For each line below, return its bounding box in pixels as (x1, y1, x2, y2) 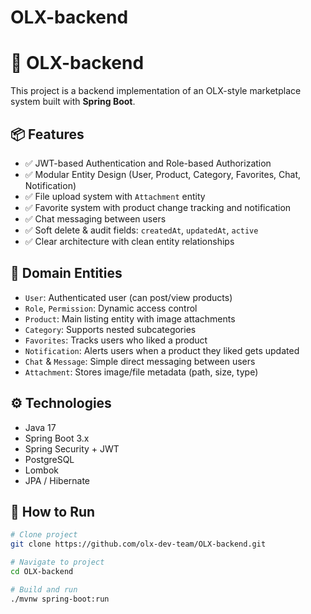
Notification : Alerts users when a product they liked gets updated (24, 344, 300, 356)
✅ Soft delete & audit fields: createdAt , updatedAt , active (24, 224, 259, 236)
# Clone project (10, 530, 78, 540)
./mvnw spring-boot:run (10, 594, 110, 604)
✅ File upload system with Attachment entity (24, 190, 206, 202)
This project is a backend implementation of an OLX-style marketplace (10, 85, 302, 97)
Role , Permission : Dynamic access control (24, 302, 198, 314)
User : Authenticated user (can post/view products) (24, 291, 233, 303)
